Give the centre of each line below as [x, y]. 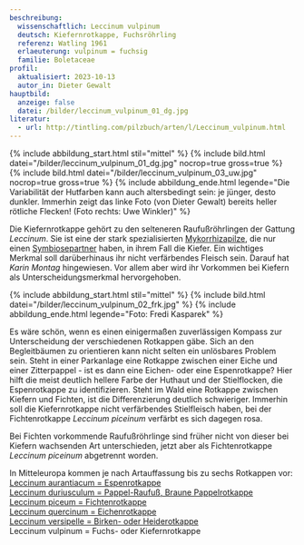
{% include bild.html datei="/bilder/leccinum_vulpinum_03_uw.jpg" [133, 173]
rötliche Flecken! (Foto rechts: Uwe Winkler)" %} [100, 211]
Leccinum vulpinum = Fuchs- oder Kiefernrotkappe [105, 531]
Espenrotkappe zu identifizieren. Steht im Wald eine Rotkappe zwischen [144, 390]
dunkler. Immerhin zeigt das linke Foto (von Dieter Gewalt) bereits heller [143, 202]
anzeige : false [46, 102]
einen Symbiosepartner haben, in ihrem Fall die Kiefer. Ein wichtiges [137, 248]
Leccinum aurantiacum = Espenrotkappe [85, 483]
